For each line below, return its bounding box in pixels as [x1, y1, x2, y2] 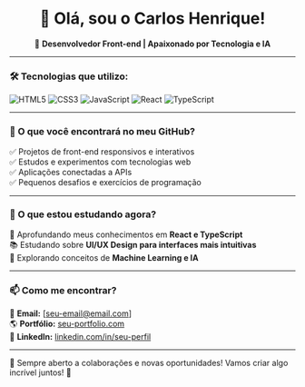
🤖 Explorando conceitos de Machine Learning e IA [9, 252, 199, 263]
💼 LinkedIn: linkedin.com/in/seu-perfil [9, 332, 152, 342]
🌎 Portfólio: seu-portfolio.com [9, 318, 125, 330]
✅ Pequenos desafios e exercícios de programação [9, 176, 202, 187]
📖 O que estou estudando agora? [9, 208, 157, 221]
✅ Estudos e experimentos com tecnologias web [9, 156, 192, 167]
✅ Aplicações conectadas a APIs [9, 166, 133, 177]
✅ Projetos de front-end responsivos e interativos [9, 145, 195, 157]
